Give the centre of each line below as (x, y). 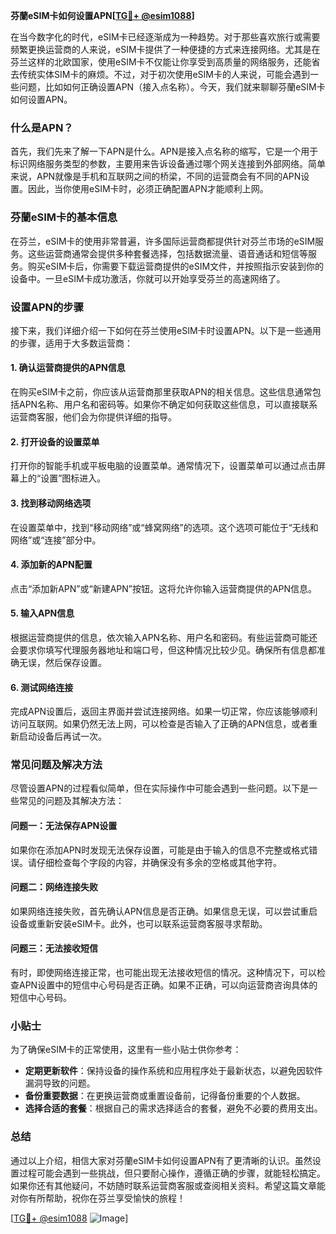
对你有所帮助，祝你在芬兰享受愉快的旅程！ (98, 1198)
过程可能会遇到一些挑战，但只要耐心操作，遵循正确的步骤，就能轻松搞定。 (172, 1173)
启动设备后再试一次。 (62, 736)
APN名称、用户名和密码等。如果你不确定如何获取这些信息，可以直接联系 (168, 405)
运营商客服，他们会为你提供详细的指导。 (93, 417)
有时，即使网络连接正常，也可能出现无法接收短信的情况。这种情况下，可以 (163, 973)
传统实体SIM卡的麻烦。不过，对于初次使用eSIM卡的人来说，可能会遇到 (164, 74)
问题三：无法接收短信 (54, 948)
